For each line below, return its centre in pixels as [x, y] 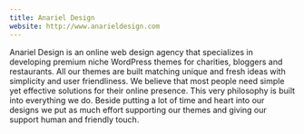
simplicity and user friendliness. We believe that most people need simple [147, 81]
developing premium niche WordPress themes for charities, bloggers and [146, 62]
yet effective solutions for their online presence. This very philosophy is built [152, 91]
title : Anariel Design [52, 18]
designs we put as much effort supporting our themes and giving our [138, 110]
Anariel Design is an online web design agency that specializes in [132, 52]
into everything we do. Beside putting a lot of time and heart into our [137, 100]
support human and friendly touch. [74, 120]
